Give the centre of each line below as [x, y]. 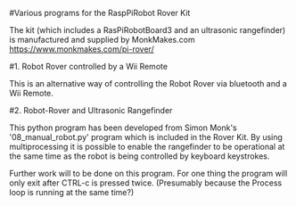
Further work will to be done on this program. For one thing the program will [148, 173]
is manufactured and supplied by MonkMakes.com [102, 40]
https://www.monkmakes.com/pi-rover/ [82, 49]
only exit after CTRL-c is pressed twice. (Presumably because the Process [146, 183]
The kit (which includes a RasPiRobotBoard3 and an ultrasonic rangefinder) [148, 30]
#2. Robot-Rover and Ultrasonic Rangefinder [91, 110]
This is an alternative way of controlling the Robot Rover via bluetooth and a [148, 83]
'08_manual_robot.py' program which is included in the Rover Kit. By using [146, 137]
